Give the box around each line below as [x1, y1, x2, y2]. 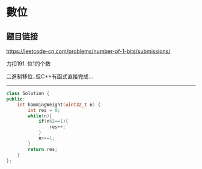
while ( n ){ [28, 112, 52, 119]
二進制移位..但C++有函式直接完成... [6, 73, 93, 80]
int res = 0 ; [28, 107, 61, 113]
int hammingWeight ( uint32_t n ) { [17, 102, 101, 108]
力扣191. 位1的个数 [6, 60, 51, 67]
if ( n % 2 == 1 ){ [38, 118, 69, 124]
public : [6, 96, 26, 102]
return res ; [28, 146, 58, 152]
